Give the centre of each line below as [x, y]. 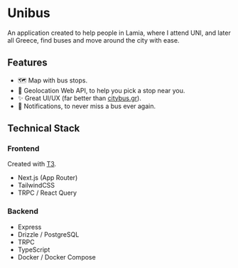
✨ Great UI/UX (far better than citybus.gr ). [80, 98]
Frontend [23, 149]
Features [27, 63]
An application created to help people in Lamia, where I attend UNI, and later [119, 33]
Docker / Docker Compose [56, 257]
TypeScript [34, 250]
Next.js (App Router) [48, 178]
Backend [23, 211]
